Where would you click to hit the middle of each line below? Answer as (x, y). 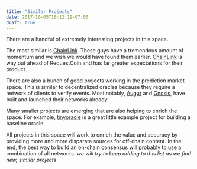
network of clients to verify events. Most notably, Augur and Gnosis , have (96, 93)
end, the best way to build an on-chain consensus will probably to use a (94, 147)
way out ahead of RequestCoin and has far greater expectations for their (95, 63)
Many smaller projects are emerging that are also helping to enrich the (92, 111)
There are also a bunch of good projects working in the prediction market (95, 81)
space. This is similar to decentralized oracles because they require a (91, 87)
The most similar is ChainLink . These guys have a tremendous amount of (95, 51)
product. (17, 69)
